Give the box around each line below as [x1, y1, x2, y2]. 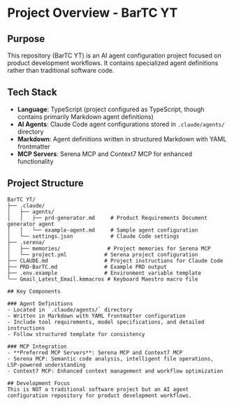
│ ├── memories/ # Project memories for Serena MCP [7, 245, 211, 252]
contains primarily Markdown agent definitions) [17, 112, 154, 120]
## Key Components [7, 288, 61, 295]
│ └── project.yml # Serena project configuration [7, 251, 198, 258]
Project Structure [7, 177, 84, 190]
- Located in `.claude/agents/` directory [7, 306, 133, 313]
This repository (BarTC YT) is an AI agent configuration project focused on [7, 51, 221, 59]
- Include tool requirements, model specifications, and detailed [7, 318, 205, 325]
